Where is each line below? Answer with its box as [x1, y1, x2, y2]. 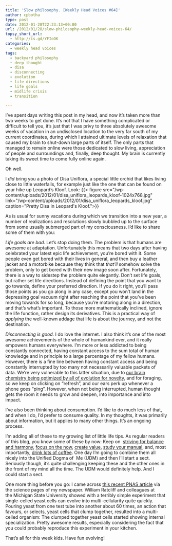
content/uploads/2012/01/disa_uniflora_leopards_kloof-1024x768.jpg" [5, 192, 153, 198]
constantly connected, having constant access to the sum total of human [5, 348, 160, 354]
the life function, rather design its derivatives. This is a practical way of [5, 311, 156, 317]
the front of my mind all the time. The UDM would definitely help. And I [5, 466, 155, 472]
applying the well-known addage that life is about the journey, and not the [5, 316, 162, 322]
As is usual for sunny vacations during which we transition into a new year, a [5, 213, 167, 219]
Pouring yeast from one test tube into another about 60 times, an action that [5, 503, 166, 509]
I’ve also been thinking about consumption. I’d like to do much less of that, [5, 407, 163, 413]
